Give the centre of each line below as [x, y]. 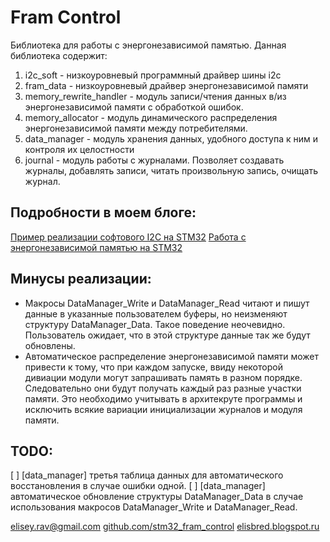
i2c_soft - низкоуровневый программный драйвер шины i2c [153, 75]
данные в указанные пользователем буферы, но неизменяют [156, 313]
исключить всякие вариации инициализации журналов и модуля [163, 409]
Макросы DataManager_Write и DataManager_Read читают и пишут [167, 303]
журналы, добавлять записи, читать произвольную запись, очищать [171, 170]
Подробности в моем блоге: [103, 212]
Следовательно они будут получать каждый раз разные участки [163, 388]
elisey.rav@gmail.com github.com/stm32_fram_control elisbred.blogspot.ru [165, 527]
